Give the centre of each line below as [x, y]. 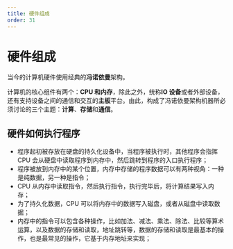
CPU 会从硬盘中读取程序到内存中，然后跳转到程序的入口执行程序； [113, 160]
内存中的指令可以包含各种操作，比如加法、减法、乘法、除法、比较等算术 [120, 221]
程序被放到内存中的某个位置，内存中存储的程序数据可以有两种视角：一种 [120, 169]
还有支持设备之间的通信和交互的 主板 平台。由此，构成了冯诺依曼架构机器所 [113, 101]
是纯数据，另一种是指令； [54, 177]
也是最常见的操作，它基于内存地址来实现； [90, 239]
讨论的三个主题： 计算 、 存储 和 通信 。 [64, 109]
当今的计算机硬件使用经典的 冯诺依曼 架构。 [68, 77]
